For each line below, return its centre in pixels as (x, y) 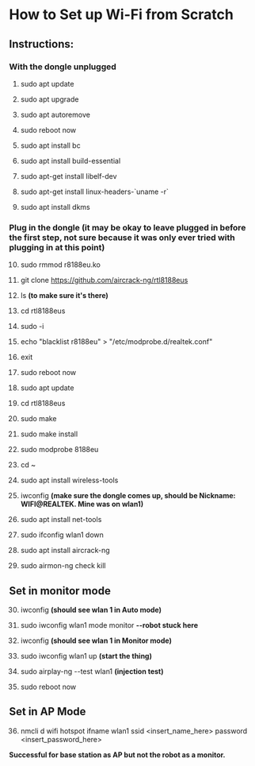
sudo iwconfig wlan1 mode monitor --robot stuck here (109, 625)
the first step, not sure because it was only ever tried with (122, 238)
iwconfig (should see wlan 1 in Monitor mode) (96, 640)
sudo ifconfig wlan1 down (62, 535)
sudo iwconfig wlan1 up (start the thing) (86, 656)
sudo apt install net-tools (61, 520)
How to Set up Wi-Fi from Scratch (122, 15)
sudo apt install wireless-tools (69, 480)
